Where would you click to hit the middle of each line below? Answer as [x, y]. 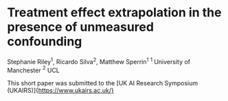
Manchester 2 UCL [34, 70]
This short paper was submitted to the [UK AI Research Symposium [102, 83]
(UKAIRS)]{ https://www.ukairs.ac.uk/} [61, 91]
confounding [45, 42]
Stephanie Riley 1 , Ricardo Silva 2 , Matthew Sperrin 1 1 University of [99, 61]
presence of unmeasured [81, 27]
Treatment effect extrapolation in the [114, 13]
